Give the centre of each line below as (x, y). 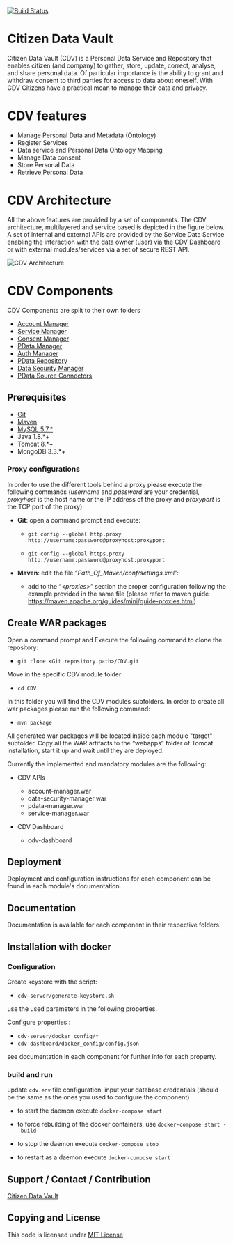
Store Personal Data (46, 164)
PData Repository (42, 361)
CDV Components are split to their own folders (74, 310)
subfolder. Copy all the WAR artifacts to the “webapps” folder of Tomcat (110, 743)
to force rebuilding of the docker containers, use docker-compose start (119, 1124)
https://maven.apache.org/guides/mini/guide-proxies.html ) (112, 601)
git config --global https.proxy (76, 554)
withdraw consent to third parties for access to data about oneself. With (110, 80)
